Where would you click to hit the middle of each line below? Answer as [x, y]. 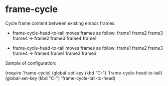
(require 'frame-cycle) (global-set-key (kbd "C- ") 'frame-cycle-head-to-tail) [84, 73]
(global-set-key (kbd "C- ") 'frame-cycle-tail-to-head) [60, 78]
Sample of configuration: [31, 63]
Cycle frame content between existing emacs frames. [61, 23]
